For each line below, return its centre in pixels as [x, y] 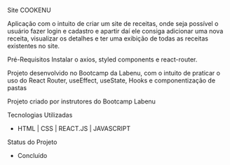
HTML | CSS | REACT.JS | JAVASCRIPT [74, 128]
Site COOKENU [29, 10]
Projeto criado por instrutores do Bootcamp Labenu [82, 101]
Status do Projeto [32, 142]
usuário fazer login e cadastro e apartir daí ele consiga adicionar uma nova [115, 31]
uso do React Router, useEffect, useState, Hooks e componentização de [111, 80]
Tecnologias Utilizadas [40, 115]
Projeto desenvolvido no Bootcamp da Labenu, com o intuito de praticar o [114, 73]
